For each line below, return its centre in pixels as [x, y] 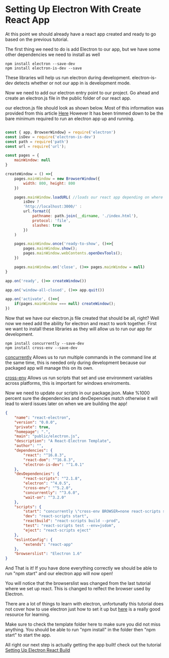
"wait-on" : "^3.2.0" [45, 497]
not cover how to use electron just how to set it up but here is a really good [83, 609]
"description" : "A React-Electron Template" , [63, 441]
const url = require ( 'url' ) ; [36, 146]
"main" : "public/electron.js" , [47, 436]
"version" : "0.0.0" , [36, 422]
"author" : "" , [29, 446]
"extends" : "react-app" [48, 544]
